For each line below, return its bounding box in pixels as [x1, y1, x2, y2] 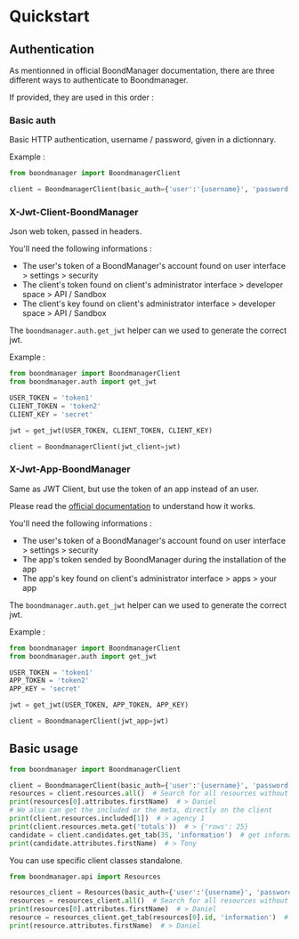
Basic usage [9, 741, 78, 757]
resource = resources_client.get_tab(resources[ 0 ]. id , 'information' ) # [9, 913, 289, 922]
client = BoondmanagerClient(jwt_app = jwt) [9, 716, 169, 726]
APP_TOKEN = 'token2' [9, 676, 90, 685]
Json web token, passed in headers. [9, 226, 142, 237]
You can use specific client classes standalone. [9, 854, 183, 865]
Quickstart [9, 6, 91, 27]
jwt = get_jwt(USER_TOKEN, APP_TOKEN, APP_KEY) [9, 700, 190, 709]
